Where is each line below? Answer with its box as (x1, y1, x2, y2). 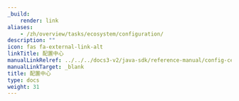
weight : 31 (7, 83, 40, 90)
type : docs (7, 76, 40, 84)
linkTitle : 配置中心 (7, 51, 64, 58)
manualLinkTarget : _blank (7, 63, 84, 70)
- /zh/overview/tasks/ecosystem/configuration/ (20, 30, 164, 38)
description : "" (7, 37, 55, 44)
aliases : (7, 23, 33, 31)
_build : (7, 10, 31, 18)
